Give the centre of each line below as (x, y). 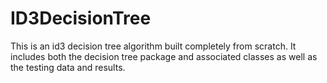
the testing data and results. (68, 67)
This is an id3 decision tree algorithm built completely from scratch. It (153, 46)
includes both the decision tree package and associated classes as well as (164, 56)
